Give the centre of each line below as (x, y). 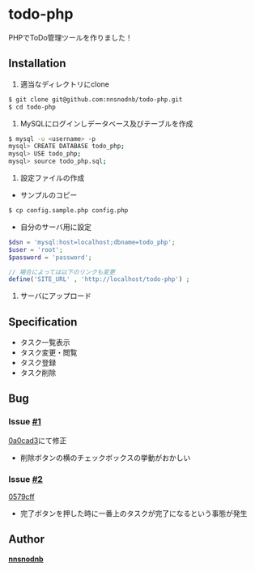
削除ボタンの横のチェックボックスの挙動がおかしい (105, 458)
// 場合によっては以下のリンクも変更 (62, 272)
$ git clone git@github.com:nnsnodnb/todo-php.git (96, 99)
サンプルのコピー (49, 195)
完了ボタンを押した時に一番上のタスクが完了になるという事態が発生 (134, 513)
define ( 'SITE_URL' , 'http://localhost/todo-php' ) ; (99, 279)
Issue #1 (25, 422)
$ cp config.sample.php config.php (68, 211)
